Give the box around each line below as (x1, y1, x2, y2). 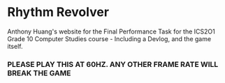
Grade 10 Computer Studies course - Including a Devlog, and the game (7, 34, 212, 43)
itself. (7, 42, 23, 50)
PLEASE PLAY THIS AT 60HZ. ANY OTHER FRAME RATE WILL (7, 59, 219, 69)
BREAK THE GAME (7, 68, 71, 77)
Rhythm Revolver (7, 4, 110, 20)
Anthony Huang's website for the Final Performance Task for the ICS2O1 (7, 27, 215, 36)
